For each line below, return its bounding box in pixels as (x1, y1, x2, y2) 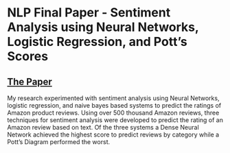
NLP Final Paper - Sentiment (7, 5, 171, 21)
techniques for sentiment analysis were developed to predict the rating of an (7, 116, 223, 124)
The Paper (7, 75, 53, 87)
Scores (7, 49, 49, 64)
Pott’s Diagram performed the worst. (7, 138, 111, 145)
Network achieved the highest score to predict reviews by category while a (7, 130, 220, 139)
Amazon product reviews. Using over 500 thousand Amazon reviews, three (7, 108, 220, 117)
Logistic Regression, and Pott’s (7, 34, 187, 49)
